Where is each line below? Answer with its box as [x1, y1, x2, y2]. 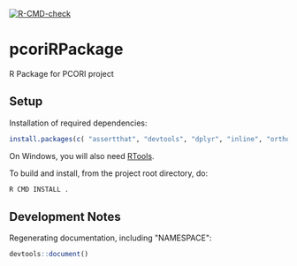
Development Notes [9, 209, 121, 224]
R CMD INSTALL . [9, 185, 69, 194]
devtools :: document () [9, 250, 89, 259]
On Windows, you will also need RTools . [9, 150, 155, 161]
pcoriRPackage [9, 40, 124, 59]
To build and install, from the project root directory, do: [9, 168, 209, 179]
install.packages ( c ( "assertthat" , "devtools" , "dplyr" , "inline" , [9, 134, 263, 143]
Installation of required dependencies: [9, 118, 148, 128]
